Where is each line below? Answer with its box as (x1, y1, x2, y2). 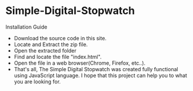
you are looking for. (13, 78, 61, 85)
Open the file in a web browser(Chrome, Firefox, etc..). (13, 60, 146, 66)
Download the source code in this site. (13, 34, 106, 41)
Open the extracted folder (13, 47, 77, 54)
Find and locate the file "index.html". (13, 53, 102, 60)
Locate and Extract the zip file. (13, 41, 88, 48)
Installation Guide (5, 23, 47, 30)
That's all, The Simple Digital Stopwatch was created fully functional (13, 65, 178, 72)
